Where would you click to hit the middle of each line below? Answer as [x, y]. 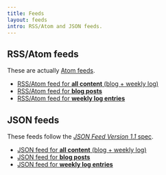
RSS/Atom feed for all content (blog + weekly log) [88, 84]
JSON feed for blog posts [54, 157]
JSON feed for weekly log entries [65, 164]
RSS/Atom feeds [43, 54]
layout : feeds [27, 20]
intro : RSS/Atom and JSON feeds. [55, 26]
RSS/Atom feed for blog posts [60, 91]
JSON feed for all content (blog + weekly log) [82, 150]
